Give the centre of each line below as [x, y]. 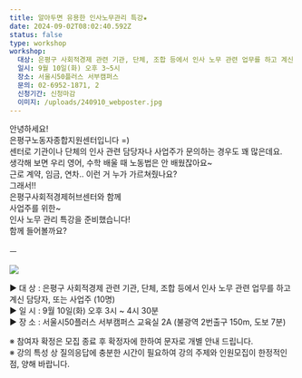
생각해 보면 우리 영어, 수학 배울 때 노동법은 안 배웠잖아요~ [111, 163]
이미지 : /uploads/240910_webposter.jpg [90, 102]
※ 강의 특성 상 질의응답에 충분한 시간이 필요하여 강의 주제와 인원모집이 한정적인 [149, 353]
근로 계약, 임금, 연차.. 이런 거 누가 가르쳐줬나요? [93, 174]
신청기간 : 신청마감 [47, 93]
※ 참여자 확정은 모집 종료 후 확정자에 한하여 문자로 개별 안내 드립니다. [132, 342]
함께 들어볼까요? [39, 231]
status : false [36, 34]
